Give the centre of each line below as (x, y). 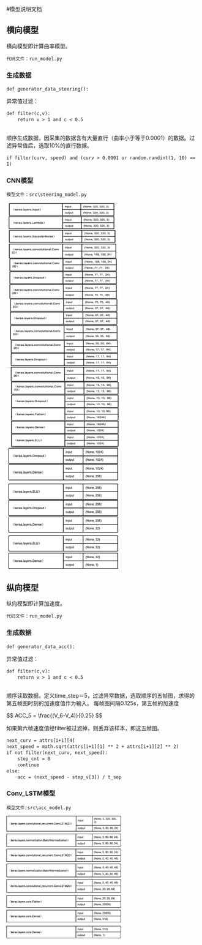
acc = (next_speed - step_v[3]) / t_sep (69, 777)
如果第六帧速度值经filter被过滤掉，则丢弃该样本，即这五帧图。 (85, 728)
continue (28, 765)
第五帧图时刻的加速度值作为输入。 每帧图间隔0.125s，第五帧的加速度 (93, 703)
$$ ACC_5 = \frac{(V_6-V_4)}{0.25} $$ (54, 715)
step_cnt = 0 (34, 759)
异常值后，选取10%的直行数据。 (52, 146)
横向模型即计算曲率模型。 (39, 46)
